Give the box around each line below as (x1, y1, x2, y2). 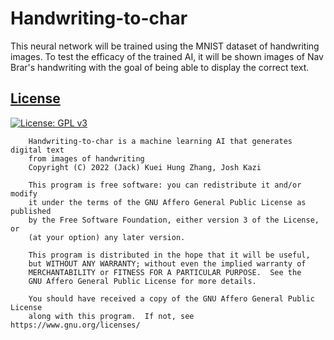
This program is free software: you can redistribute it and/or (28, 180, 302, 190)
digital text (10, 145, 65, 155)
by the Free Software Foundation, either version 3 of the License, (28, 215, 320, 225)
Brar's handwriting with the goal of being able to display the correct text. (10, 61, 310, 73)
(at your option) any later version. (28, 232, 186, 242)
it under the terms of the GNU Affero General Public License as (28, 197, 307, 207)
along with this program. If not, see (28, 311, 195, 321)
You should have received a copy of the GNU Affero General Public (28, 293, 315, 304)
